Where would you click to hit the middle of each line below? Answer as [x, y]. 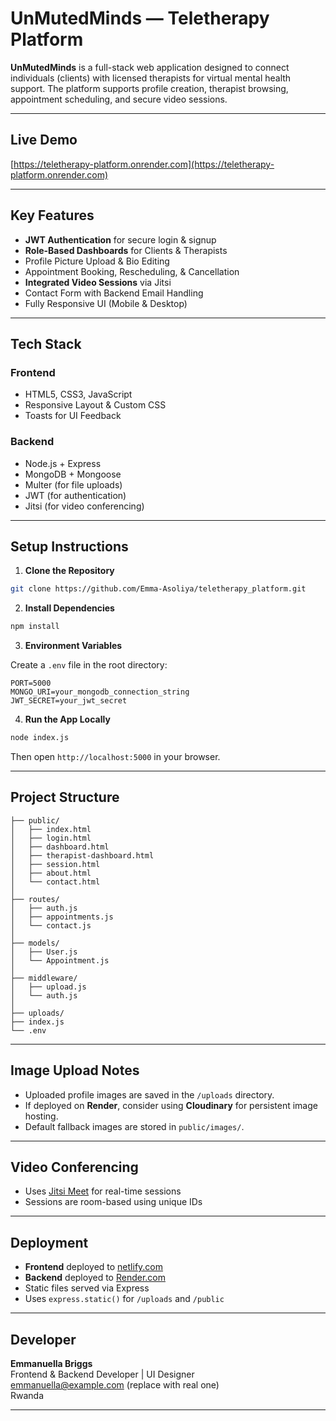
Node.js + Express [63, 463]
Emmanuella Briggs [51, 1364]
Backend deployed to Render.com [95, 1278]
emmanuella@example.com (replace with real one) [115, 1385]
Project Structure [65, 797]
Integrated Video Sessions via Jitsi [98, 282]
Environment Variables [73, 646]
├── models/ [35, 943]
